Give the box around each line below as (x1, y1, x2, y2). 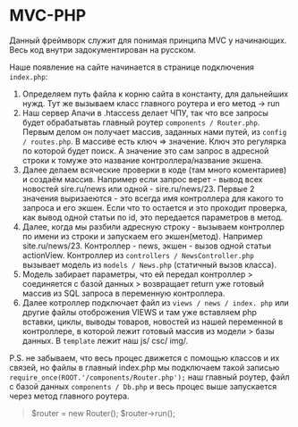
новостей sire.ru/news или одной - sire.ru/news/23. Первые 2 (21, 183, 255, 194)
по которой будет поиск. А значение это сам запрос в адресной (21, 145, 269, 156)
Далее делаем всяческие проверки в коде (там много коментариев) (21, 164, 287, 175)
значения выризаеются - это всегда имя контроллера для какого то (21, 193, 284, 204)
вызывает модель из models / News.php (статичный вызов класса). (21, 259, 277, 270)
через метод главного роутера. (9, 390, 130, 401)
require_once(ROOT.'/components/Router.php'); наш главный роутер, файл (9, 372, 290, 382)
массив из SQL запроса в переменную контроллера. (21, 288, 226, 298)
